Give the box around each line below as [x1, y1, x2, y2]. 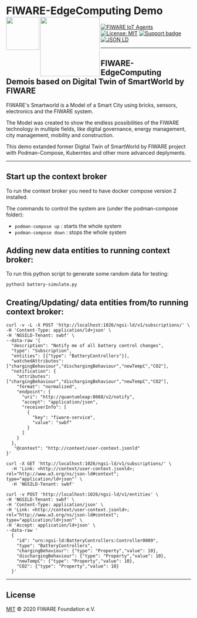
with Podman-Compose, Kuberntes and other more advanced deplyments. [6, 149, 186, 156]
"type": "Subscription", [11, 348, 72, 354]
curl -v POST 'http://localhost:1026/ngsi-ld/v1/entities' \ [6, 491, 159, 498]
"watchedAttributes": [11, 358, 64, 364]
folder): [6, 211, 24, 218]
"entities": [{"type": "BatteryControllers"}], [11, 353, 130, 359]
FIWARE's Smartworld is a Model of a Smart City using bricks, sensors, [6, 101, 178, 108]
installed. [6, 193, 28, 201]
